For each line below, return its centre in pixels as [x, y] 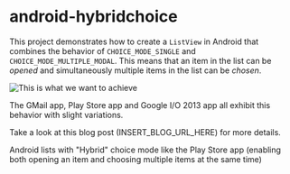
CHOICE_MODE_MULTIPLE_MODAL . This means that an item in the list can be [140, 60]
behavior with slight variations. [66, 114]
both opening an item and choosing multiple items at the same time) [136, 159]
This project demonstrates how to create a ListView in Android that [134, 41]
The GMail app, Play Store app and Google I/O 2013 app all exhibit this [140, 105]
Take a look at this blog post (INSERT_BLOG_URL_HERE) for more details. [145, 132]
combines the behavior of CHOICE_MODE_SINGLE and [103, 50]
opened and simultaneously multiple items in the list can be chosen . [136, 70]
